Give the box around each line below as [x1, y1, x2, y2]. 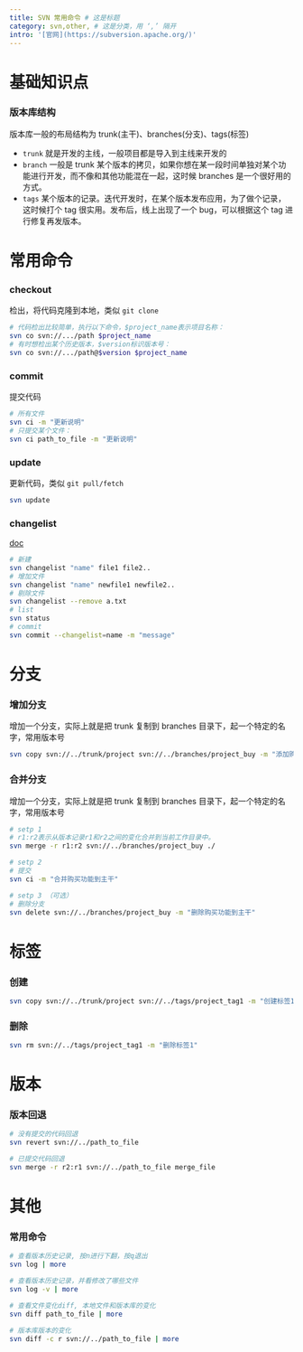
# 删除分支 [9, 899, 45, 908]
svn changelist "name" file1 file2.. [9, 563, 151, 572]
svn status [9, 614, 50, 624]
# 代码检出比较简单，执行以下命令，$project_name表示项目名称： [9, 323, 225, 333]
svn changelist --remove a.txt [9, 597, 127, 606]
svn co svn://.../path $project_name [9, 332, 151, 341]
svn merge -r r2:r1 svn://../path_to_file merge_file [9, 1163, 216, 1172]
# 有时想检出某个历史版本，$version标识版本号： [9, 340, 171, 349]
